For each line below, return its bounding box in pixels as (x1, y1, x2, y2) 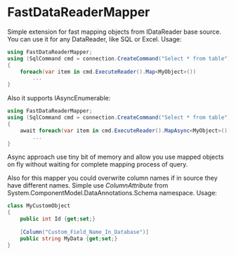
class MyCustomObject (7, 202, 71, 209)
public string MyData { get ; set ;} (20, 235, 118, 242)
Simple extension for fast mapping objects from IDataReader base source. (7, 27, 221, 36)
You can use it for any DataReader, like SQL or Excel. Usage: (7, 34, 182, 43)
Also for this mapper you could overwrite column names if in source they (7, 174, 218, 183)
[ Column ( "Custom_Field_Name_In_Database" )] (20, 228, 150, 235)
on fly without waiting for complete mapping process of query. (7, 160, 188, 169)
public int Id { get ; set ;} (20, 216, 96, 223)
